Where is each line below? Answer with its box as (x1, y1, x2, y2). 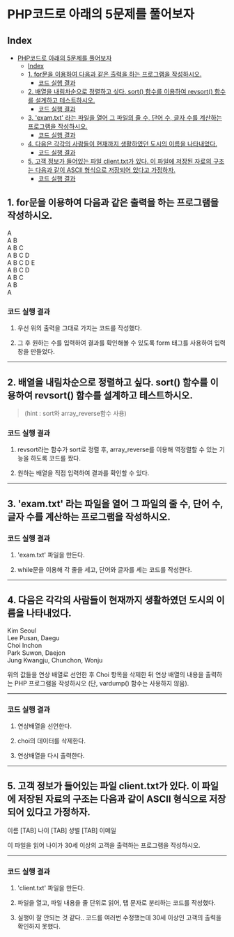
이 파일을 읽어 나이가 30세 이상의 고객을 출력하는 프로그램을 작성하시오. (7, 841, 201, 849)
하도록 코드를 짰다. (30, 454, 81, 463)
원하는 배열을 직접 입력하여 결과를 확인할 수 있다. (17, 469, 150, 477)
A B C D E (7, 258, 36, 267)
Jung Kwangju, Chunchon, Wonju (7, 656, 103, 664)
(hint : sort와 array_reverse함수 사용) (24, 409, 127, 417)
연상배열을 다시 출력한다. (17, 752, 85, 760)
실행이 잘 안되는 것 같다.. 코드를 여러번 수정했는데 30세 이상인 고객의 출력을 (17, 913, 221, 922)
